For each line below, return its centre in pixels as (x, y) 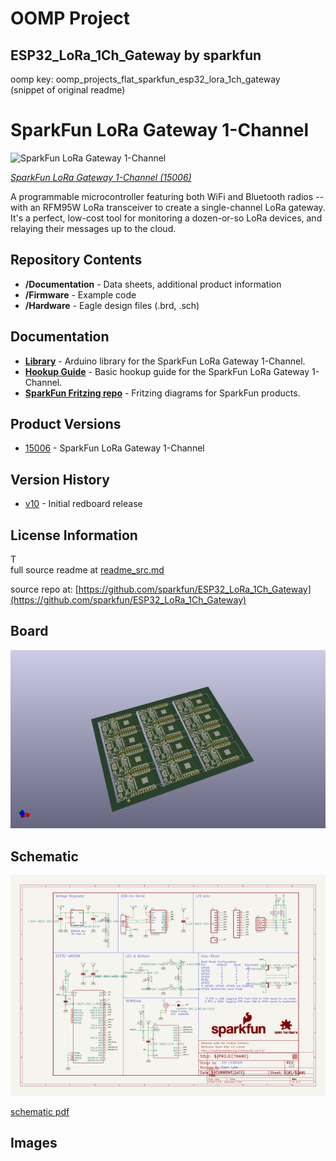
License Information (74, 535)
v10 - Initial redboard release (83, 504)
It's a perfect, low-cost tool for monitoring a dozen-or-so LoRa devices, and (166, 218)
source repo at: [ (44, 589)
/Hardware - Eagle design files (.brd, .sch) (112, 305)
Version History (60, 479)
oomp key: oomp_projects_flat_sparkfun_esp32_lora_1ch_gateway (145, 79)
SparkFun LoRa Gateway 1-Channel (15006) (101, 177)
